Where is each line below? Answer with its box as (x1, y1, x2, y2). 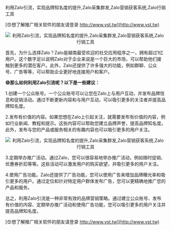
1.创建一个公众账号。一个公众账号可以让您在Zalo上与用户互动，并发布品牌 (5, 91, 160, 96)
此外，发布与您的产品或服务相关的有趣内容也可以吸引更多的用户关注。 (5, 127, 153, 132)
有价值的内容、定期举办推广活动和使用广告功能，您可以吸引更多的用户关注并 (5, 202, 166, 208)
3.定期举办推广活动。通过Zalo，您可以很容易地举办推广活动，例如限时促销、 (5, 155, 165, 160)
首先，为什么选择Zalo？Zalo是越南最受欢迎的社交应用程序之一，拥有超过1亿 (5, 50, 164, 55)
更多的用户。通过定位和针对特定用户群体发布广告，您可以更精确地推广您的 (9, 178, 166, 184)
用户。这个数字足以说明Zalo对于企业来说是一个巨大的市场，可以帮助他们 (5, 56, 157, 62)
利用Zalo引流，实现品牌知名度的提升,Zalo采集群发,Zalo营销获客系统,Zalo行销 (5, 5, 166, 10)
